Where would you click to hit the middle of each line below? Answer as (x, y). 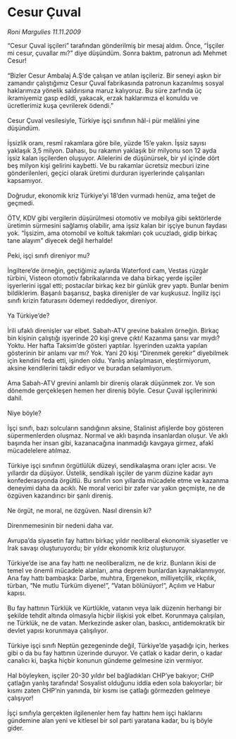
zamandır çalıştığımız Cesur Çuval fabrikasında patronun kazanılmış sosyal (116, 83)
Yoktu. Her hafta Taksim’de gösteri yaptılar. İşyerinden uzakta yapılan (107, 345)
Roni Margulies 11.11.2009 (44, 32)
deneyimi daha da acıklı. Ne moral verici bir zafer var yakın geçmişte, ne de (116, 488)
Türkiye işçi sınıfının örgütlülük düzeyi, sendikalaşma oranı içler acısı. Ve (112, 465)
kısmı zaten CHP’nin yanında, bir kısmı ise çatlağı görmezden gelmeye (109, 690)
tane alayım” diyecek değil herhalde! (60, 240)
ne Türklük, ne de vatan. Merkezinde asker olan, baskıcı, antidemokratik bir (116, 623)
